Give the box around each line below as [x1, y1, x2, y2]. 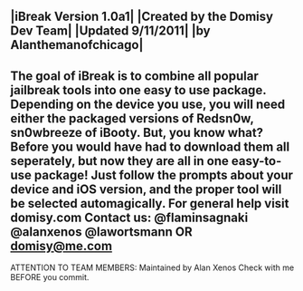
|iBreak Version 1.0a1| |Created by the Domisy [10, 9, 274, 24]
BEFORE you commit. [10, 272, 90, 283]
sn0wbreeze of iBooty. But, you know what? [10, 124, 264, 141]
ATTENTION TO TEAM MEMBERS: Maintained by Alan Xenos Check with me [10, 262, 295, 273]
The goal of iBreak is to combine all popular [10, 68, 259, 83]
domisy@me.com [10, 238, 112, 254]
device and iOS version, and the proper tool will [10, 181, 282, 197]
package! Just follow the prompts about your [33, 167, 293, 182]
